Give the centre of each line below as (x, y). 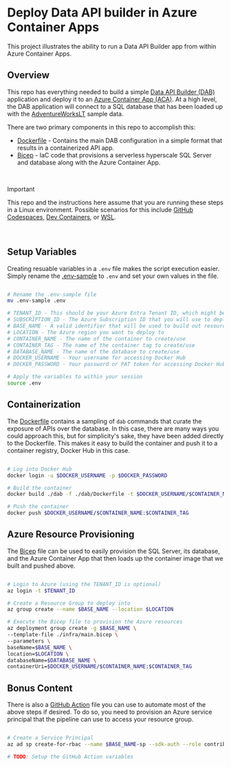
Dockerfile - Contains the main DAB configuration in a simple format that (120, 140)
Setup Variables (42, 252)
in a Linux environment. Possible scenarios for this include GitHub (100, 209)
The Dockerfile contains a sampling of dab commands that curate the (104, 421)
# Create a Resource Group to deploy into (69, 603)
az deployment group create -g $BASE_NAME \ (72, 628)
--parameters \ (29, 641)
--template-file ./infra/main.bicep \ (63, 635)
